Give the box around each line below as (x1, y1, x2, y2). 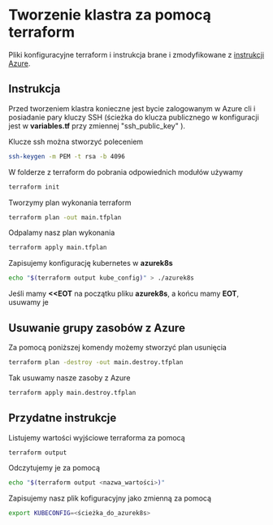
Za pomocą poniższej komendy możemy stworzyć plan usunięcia (8, 342, 227, 352)
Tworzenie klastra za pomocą (8, 6, 211, 24)
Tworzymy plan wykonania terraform (8, 197, 132, 207)
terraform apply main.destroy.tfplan (8, 388, 136, 397)
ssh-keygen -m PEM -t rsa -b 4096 (8, 152, 126, 160)
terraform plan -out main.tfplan (8, 213, 122, 221)
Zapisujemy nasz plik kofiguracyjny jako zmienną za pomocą (8, 493, 212, 503)
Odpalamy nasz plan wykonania (8, 228, 115, 237)
